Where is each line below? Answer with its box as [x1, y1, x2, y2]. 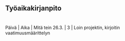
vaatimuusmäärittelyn [5, 30, 51, 36]
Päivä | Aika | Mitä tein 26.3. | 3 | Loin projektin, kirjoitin [5, 24, 120, 30]
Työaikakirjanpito [5, 4, 62, 13]
